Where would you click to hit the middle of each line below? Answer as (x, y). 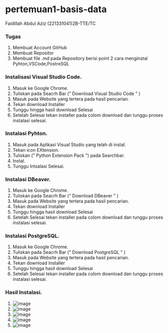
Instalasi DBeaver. (28, 179)
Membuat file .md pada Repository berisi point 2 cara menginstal (80, 58)
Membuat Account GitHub (40, 48)
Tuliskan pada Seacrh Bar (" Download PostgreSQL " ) (69, 252)
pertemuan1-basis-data (56, 9)
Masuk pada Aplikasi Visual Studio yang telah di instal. (69, 144)
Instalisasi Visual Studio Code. (44, 77)
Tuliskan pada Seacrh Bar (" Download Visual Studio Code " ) (76, 93)
